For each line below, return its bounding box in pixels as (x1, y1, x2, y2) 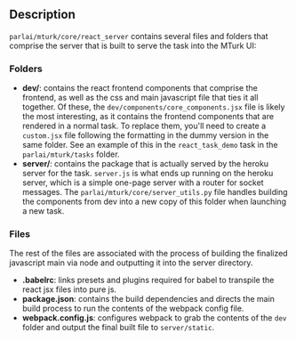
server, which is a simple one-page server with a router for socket (21, 177, 264, 188)
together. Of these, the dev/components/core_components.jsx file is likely (21, 101, 285, 112)
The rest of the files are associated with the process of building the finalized (9, 248, 288, 259)
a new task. (21, 206, 65, 216)
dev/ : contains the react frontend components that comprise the (21, 83, 258, 93)
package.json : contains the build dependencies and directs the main (21, 294, 276, 304)
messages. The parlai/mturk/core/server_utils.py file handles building (21, 187, 288, 198)
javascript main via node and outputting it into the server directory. (9, 257, 253, 268)
